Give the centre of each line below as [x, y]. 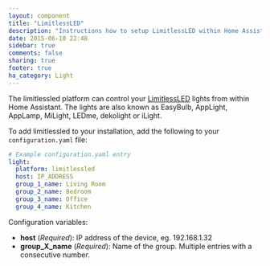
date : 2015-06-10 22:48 [48, 38]
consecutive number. [55, 255]
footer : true [30, 68]
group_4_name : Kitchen [53, 207]
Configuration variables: [48, 222]
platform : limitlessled [55, 170]
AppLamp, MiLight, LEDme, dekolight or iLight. [85, 115]
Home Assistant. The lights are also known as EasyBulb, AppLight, [118, 107]
